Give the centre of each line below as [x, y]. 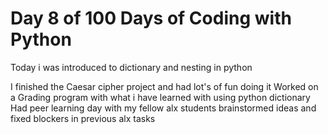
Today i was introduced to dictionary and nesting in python [131, 67]
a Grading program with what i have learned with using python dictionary [160, 97]
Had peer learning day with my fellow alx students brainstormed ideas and [163, 108]
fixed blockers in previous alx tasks [83, 118]
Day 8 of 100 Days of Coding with [151, 18]
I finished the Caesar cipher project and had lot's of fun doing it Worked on [164, 86]
